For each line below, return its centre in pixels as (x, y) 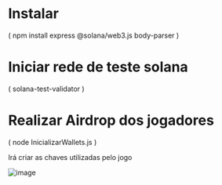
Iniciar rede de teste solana (98, 67)
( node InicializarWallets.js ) (53, 142)
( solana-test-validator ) (46, 89)
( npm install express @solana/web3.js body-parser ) (94, 35)
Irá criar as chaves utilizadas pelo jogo (70, 157)
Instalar (33, 14)
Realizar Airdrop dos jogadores (111, 120)
